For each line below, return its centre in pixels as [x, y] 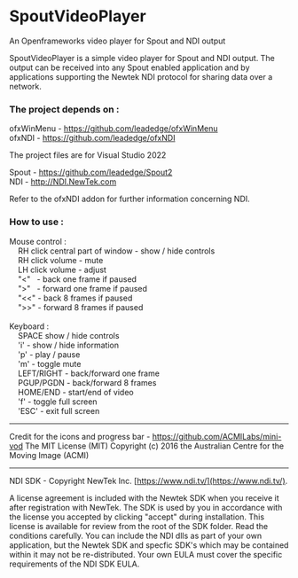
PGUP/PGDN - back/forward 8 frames [87, 382]
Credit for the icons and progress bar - [80, 436]
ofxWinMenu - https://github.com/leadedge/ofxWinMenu [114, 129]
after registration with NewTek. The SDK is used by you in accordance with [146, 507]
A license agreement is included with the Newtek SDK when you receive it [144, 497]
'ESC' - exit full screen [59, 410]
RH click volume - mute [60, 260]
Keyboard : [29, 326]
